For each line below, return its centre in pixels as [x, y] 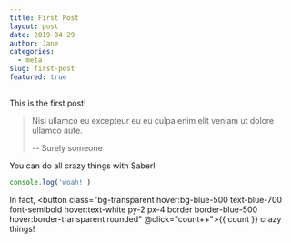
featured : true [38, 77]
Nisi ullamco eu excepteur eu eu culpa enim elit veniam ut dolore [153, 120]
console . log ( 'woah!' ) [50, 182]
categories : [32, 52]
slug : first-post [42, 69]
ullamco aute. [57, 130]
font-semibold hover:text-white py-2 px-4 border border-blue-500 [134, 209]
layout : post [34, 26]
